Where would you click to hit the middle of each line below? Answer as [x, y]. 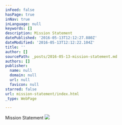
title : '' [15, 47]
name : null [21, 71]
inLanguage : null [23, 24]
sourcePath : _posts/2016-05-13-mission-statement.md [61, 56]
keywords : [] [19, 29]
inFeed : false [20, 10]
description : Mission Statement [39, 33]
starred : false [21, 89]
